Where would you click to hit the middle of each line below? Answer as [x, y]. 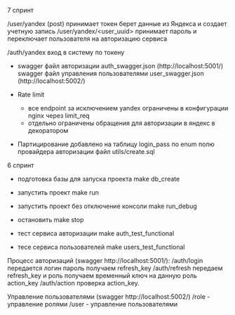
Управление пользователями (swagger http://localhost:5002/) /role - [109, 297]
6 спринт [21, 165]
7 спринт [20, 10]
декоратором [48, 130]
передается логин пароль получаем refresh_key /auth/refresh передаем [115, 268]
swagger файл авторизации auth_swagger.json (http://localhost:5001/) [120, 66]
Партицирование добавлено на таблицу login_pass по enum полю [116, 144]
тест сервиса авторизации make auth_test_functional [96, 233]
